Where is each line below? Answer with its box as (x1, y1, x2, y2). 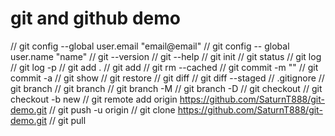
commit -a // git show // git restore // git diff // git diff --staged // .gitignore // (10, 72, 325, 84)
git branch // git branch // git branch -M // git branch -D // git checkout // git (10, 82, 323, 94)
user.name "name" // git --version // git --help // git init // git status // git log (10, 50, 322, 62)
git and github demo (10, 7, 181, 30)
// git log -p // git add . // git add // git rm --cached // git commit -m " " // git (10, 61, 319, 73)
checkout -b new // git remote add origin (10, 93, 178, 105)
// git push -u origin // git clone (48, 103, 176, 116)
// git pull (48, 114, 87, 126)
